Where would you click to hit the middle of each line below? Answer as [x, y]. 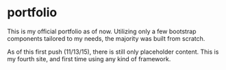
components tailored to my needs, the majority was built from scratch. [106, 38]
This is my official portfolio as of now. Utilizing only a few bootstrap [102, 31]
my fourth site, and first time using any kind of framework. [89, 58]
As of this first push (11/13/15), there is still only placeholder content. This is [113, 52]
